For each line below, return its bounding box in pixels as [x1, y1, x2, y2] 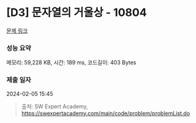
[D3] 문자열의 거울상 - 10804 [6, 6, 147, 20]
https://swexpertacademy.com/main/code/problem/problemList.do [21, 110, 190, 117]
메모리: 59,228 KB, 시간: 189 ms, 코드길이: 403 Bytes [6, 59, 137, 66]
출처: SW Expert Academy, [21, 102, 88, 110]
